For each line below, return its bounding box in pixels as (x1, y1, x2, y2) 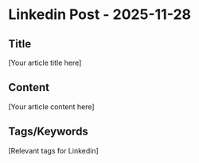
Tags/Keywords (8, 125, 89, 138)
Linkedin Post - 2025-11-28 (8, 6, 191, 24)
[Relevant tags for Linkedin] (8, 146, 99, 155)
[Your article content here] (8, 101, 95, 112)
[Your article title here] (8, 58, 82, 67)
